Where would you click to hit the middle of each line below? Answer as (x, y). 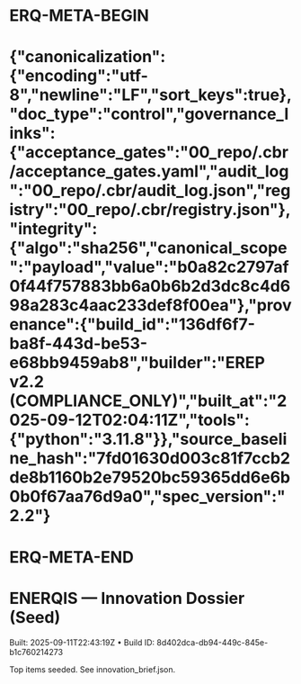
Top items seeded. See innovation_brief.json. (93, 669)
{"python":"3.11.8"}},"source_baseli (148, 440)
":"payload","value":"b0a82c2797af (149, 267)
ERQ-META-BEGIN (80, 16)
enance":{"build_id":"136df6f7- (133, 324)
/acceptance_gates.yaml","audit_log (149, 171)
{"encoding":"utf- (79, 76)
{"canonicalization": (88, 57)
